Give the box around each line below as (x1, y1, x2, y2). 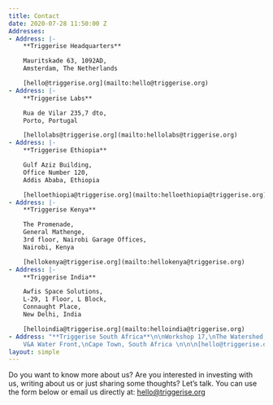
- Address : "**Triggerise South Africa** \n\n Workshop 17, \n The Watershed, (8, 333, 267, 341)
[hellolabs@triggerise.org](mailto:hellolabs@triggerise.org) (23, 131, 238, 139)
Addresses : (8, 27, 45, 35)
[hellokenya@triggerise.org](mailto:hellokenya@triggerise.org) (23, 258, 245, 266)
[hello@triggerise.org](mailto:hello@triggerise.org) (23, 79, 209, 87)
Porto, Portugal (23, 116, 79, 124)
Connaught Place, (23, 303, 82, 311)
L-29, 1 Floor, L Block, (23, 295, 107, 303)
